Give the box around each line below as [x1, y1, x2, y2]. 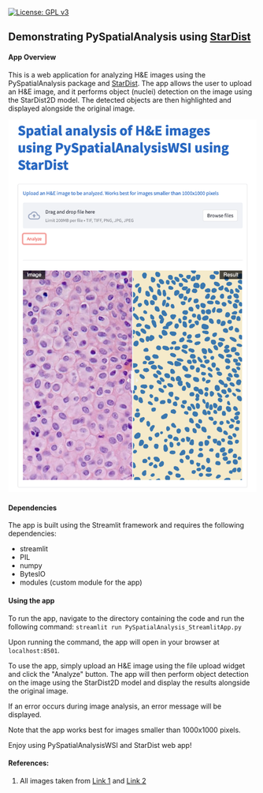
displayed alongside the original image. [8, 103, 135, 113]
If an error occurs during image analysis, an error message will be [8, 701, 222, 711]
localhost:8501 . [8, 645, 61, 655]
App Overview [8, 52, 57, 62]
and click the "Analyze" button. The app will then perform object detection [8, 669, 250, 678]
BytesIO [19, 569, 46, 579]
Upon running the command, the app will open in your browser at [8, 637, 220, 647]
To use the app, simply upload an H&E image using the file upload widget [8, 660, 246, 671]
